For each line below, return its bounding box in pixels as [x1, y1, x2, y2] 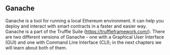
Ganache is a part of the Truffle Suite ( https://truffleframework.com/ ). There [5, 28, 165, 35]
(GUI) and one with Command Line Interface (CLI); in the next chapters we [5, 39, 162, 45]
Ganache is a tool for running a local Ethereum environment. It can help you [5, 17, 164, 23]
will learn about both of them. [5, 44, 67, 50]
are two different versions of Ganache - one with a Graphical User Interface [5, 34, 164, 40]
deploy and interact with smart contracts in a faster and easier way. [5, 23, 147, 29]
